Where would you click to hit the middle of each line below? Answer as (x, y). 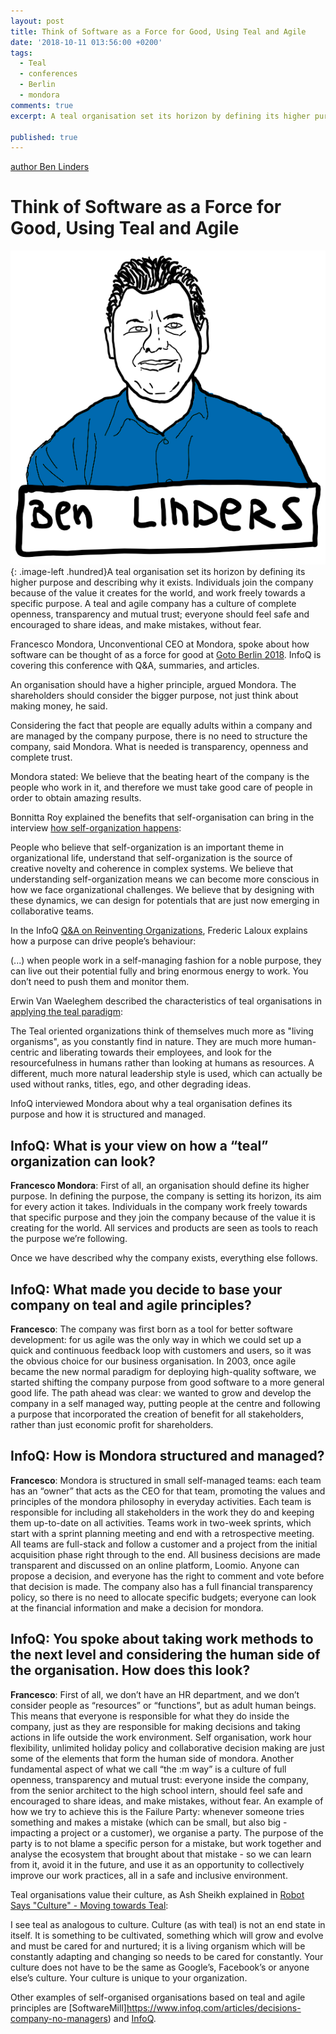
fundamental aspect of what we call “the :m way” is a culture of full (148, 1769)
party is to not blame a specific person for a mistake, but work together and (166, 1843)
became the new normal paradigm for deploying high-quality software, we (163, 1371)
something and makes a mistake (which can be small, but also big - (149, 1822)
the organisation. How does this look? (130, 1670)
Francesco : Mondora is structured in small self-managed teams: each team (166, 1480)
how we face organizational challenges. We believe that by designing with (162, 890)
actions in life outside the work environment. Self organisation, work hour (161, 1737)
